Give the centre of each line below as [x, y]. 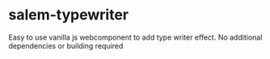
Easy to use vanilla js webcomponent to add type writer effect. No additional [135, 37]
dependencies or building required [66, 45]
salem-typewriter [69, 15]
